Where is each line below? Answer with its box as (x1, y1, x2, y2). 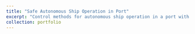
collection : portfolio (6, 19, 61, 25)
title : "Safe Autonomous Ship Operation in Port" (6, 8, 130, 14)
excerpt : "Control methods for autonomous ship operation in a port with (6, 14, 190, 20)
